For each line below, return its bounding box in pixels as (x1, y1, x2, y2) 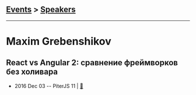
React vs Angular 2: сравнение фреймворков (6, 58, 178, 68)
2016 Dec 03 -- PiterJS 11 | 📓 (14, 82, 83, 89)
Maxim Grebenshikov (6, 35, 112, 48)
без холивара (6, 67, 58, 77)
